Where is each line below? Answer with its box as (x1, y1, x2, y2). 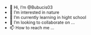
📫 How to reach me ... (9, 25, 54, 30)
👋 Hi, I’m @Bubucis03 (9, 5, 53, 10)
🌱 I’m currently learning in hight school (9, 15, 87, 20)
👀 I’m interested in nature (9, 9, 60, 15)
